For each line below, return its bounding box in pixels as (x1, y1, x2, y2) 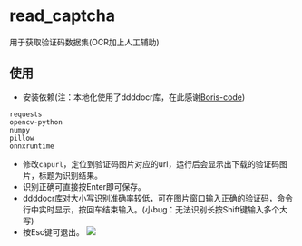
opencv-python (9, 117, 63, 127)
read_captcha (9, 5, 116, 26)
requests (9, 110, 43, 119)
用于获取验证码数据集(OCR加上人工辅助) (9, 36, 161, 47)
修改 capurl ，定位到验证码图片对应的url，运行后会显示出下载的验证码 (22, 158, 279, 169)
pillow (9, 133, 34, 143)
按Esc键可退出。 (22, 226, 84, 237)
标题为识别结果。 (38, 170, 102, 181)
